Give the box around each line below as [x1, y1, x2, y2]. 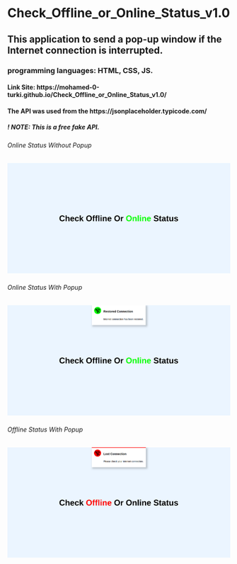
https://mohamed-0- [36, 83, 100, 91]
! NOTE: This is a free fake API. [7, 123, 100, 132]
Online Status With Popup [7, 283, 83, 291]
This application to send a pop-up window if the [7, 33, 222, 45]
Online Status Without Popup [7, 140, 92, 150]
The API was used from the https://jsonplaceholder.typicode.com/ [7, 106, 207, 115]
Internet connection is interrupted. [7, 44, 163, 56]
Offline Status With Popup [7, 425, 83, 434]
